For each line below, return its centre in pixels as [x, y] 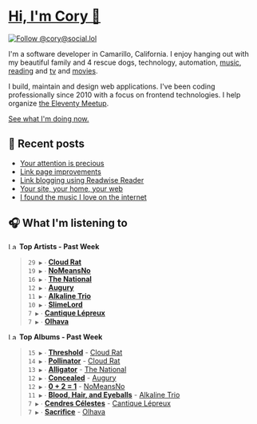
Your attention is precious [62, 163]
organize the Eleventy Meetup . [59, 103]
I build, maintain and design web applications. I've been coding [112, 86]
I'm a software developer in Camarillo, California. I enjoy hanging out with [128, 53]
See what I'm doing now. [49, 118]
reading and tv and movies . [53, 70]
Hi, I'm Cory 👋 [55, 16]
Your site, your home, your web [71, 188]
